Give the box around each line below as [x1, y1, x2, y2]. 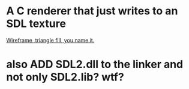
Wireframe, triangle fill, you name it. [6, 36, 95, 44]
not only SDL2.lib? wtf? [6, 70, 124, 84]
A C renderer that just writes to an [6, 4, 178, 18]
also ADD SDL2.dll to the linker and [6, 58, 184, 71]
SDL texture [6, 17, 66, 30]
